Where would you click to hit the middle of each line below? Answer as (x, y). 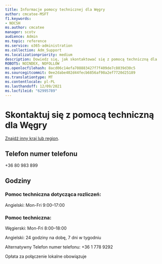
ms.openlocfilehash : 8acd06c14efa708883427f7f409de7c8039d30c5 (70, 68)
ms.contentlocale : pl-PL (30, 82)
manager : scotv (20, 32)
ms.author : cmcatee (25, 28)
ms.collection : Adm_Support (33, 50)
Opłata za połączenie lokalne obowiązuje (46, 256)
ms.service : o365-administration (39, 46)
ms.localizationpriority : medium (39, 55)
